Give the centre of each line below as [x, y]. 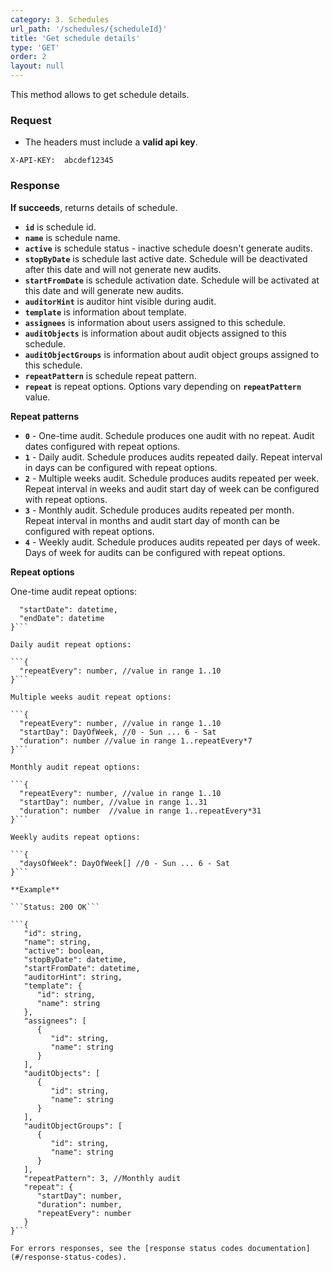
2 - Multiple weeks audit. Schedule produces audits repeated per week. [172, 478]
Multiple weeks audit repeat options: [91, 697]
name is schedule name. [72, 237]
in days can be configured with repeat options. [121, 467]
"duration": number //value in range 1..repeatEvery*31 [140, 811]
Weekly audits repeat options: [75, 837]
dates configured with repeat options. [102, 446]
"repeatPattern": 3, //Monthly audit [102, 1178]
